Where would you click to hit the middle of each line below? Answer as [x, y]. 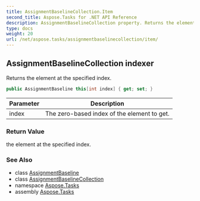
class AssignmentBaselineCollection [59, 179]
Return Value [25, 131]
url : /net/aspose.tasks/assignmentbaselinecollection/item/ [82, 39]
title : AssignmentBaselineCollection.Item [60, 12]
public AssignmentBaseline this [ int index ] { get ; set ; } [79, 89]
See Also [19, 160]
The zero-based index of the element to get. [107, 113]
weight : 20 [20, 34]
